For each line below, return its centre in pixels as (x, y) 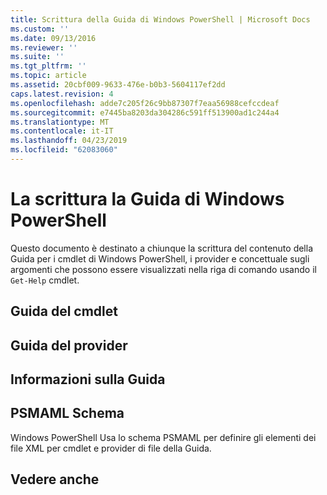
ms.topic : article (48, 76)
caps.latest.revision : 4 (62, 94)
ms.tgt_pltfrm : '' (48, 66)
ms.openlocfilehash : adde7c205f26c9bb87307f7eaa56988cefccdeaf (145, 103)
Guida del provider (69, 345)
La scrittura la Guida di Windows (147, 199)
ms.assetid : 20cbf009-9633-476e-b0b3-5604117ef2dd (118, 85)
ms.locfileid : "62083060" (64, 150)
